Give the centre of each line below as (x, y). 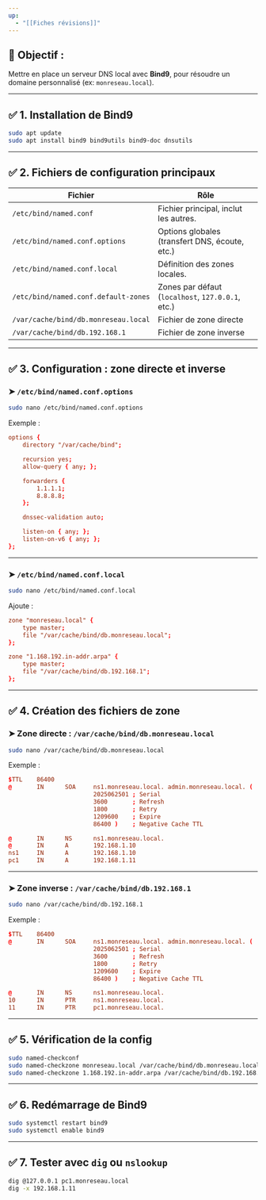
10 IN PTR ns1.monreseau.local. (86, 1000)
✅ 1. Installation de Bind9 (70, 115)
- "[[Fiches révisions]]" (58, 23)
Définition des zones (196, 264)
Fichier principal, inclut (200, 209)
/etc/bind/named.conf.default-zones (81, 297)
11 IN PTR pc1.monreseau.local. (86, 1008)
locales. (172, 274)
